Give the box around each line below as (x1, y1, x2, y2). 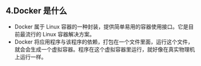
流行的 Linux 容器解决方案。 (25, 30, 95, 38)
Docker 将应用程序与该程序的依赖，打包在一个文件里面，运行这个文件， (14, 38, 194, 45)
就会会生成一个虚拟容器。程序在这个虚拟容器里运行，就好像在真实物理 (14, 45, 190, 53)
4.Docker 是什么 (5, 5, 67, 16)
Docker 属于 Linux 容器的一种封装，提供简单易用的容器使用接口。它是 (14, 23, 189, 30)
